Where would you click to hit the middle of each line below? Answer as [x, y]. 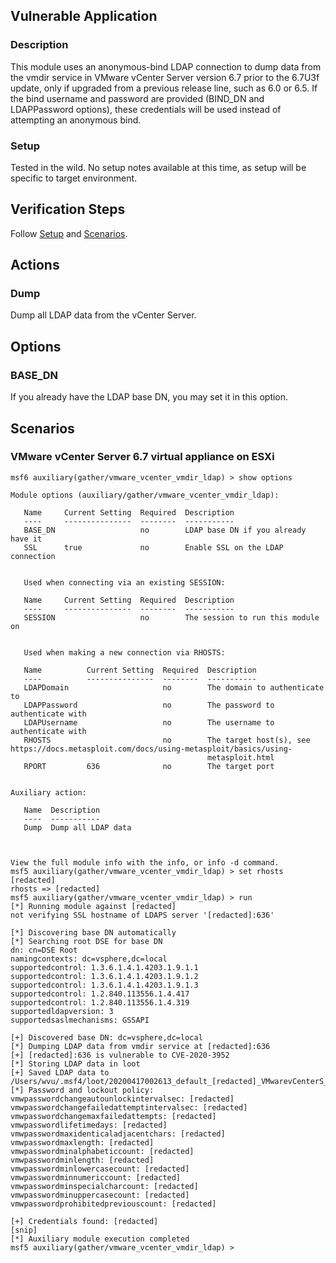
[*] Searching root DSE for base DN [86, 941]
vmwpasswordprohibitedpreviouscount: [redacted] [113, 1204]
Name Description [62, 810]
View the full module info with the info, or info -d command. [145, 862]
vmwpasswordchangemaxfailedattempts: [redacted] [113, 1116]
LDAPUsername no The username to [149, 722]
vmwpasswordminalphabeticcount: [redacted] [102, 1151]
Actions [35, 265]
